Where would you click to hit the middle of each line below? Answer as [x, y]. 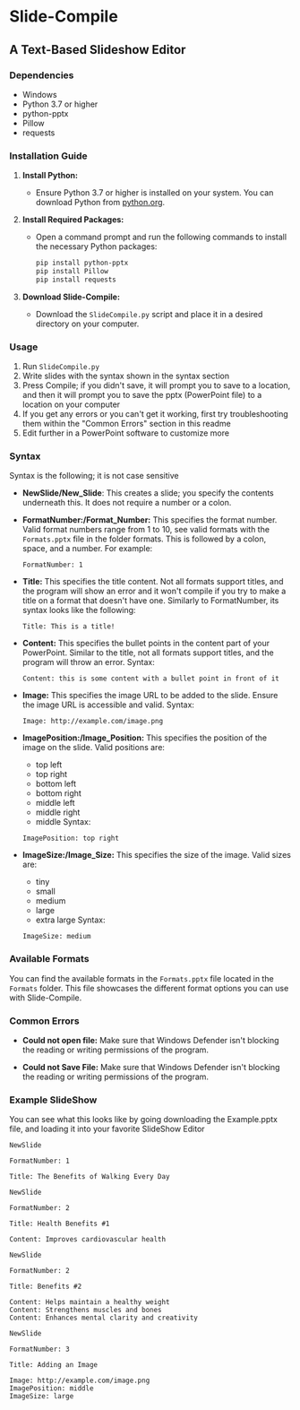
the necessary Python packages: [96, 247]
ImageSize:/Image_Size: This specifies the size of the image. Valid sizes [156, 855]
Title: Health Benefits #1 [60, 1224]
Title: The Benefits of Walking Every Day [90, 1177]
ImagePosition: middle [51, 1388]
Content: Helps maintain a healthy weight [90, 1302]
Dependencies [42, 75]
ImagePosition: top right [70, 839]
